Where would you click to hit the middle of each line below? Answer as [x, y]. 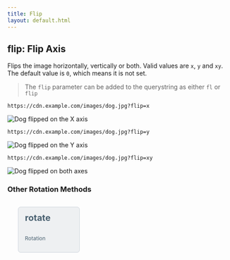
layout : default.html [39, 20]
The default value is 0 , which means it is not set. [77, 73]
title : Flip [25, 14]
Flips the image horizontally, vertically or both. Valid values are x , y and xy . [115, 66]
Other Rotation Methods [49, 190]
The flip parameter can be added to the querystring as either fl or [122, 87]
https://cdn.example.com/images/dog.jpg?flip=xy [80, 158]
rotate [37, 218]
